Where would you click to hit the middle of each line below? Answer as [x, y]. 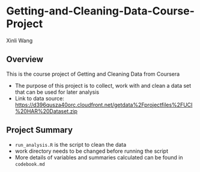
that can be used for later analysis [57, 92]
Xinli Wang [20, 40]
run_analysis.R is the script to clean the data [71, 144]
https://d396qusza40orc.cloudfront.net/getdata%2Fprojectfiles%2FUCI [104, 105]
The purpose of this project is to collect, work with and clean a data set [103, 85]
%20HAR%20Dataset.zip [46, 111]
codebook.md [30, 164]
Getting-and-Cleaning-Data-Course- [101, 11]
